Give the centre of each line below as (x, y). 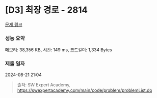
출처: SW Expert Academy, (44, 85)
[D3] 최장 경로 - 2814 (46, 10)
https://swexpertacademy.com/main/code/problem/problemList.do (85, 90)
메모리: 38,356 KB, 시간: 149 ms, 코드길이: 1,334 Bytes (59, 50)
